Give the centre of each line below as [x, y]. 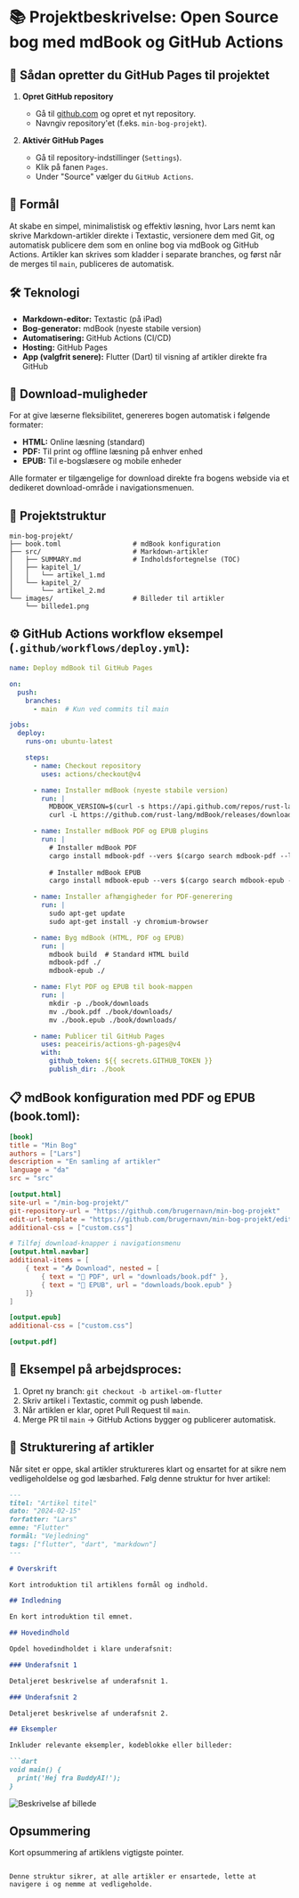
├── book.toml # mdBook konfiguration [115, 544]
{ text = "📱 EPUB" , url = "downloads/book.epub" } [137, 1285]
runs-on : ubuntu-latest [69, 742]
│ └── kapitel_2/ [45, 583]
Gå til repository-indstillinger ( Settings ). [109, 158]
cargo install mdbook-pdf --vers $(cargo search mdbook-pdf [162, 856]
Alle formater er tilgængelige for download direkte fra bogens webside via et [149, 478]
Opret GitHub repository [68, 96]
